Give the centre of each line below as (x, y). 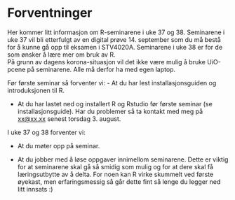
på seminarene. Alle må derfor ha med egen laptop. (101, 69)
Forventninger (50, 13)
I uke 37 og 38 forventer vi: (46, 132)
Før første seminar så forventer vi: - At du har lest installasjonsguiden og (112, 83)
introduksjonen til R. (36, 90)
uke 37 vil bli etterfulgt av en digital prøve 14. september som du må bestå (114, 39)
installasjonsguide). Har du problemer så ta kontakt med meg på (110, 111)
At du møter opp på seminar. (59, 145)
